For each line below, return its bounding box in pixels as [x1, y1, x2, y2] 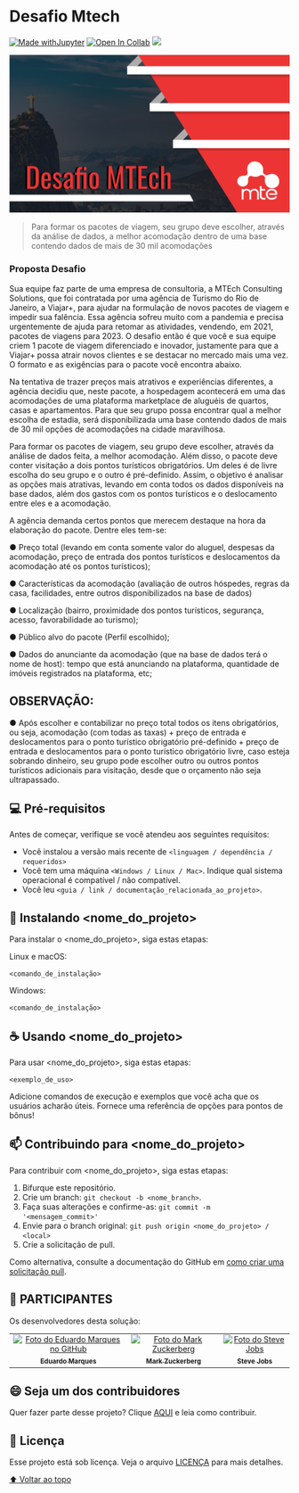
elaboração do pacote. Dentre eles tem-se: [9, 524, 167, 535]
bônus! [9, 1109, 35, 1120]
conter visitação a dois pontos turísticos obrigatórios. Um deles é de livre [9, 459, 278, 470]
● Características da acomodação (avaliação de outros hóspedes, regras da [9, 578, 290, 589]
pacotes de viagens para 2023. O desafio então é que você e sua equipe [9, 330, 277, 341]
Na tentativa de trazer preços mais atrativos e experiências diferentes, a [9, 376, 274, 387]
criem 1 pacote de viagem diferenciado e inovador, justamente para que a [9, 340, 279, 351]
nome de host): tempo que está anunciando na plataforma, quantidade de [9, 658, 280, 669]
